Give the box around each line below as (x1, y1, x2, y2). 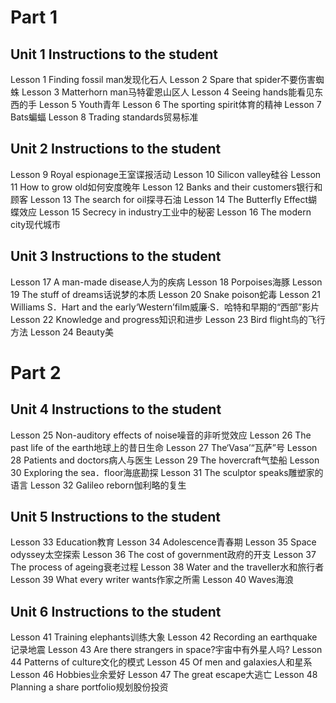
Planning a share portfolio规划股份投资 (10, 681, 169, 693)
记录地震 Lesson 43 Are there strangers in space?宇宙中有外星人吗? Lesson (10, 644, 323, 656)
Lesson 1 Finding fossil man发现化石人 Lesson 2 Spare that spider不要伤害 (10, 74, 316, 85)
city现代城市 (10, 218, 62, 230)
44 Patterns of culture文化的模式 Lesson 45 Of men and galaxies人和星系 (10, 656, 313, 668)
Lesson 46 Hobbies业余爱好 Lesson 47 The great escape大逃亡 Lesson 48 (10, 669, 318, 681)
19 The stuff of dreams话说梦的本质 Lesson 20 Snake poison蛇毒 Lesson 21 (10, 288, 322, 300)
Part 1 (10, 6, 58, 29)
